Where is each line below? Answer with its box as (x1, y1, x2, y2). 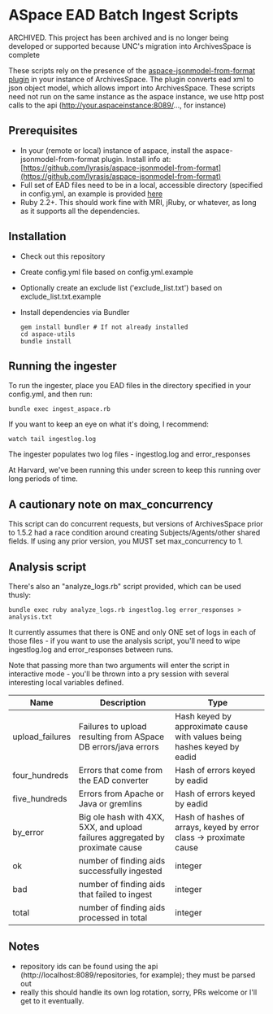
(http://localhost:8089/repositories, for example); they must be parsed (19, 970, 256, 980)
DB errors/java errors (78, 741, 160, 752)
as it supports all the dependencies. (19, 206, 141, 216)
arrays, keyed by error (174, 822, 260, 833)
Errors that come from (78, 765, 163, 776)
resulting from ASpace (78, 731, 165, 742)
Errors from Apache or (78, 788, 164, 799)
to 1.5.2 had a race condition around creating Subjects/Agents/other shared (8, 527, 261, 538)
